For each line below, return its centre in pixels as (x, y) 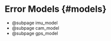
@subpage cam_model (35, 28)
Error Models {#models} (55, 9)
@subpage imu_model (35, 23)
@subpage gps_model (35, 33)
